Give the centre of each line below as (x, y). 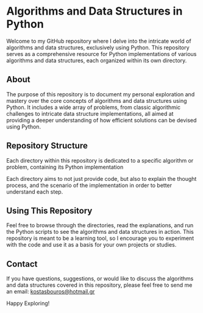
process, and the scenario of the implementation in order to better (89, 185)
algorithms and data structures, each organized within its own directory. (97, 60)
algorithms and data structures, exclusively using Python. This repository (98, 47)
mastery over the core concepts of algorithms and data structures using (97, 100)
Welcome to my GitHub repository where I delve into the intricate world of (99, 41)
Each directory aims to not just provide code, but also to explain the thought (101, 178)
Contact (22, 264)
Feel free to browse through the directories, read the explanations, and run (100, 225)
